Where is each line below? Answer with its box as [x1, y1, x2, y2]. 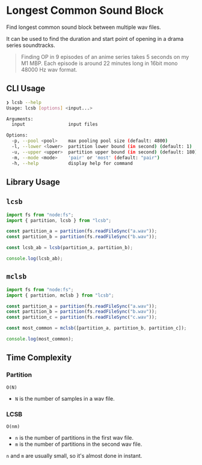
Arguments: [6, 115, 34, 122]
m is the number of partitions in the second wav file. [14, 440, 142, 448]
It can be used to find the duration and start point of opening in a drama [6, 35, 184, 42]
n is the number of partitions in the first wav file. [14, 434, 134, 441]
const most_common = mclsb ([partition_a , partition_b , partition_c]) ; [6, 325, 187, 331]
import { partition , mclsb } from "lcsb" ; [6, 292, 114, 298]
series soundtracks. [6, 42, 55, 49]
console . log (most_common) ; [6, 336, 74, 342]
